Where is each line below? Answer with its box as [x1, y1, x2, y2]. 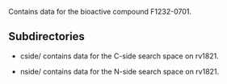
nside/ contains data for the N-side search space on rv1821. [19, 66, 220, 76]
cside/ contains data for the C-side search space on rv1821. [19, 51, 220, 61]
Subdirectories [8, 30, 85, 43]
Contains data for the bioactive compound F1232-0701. [8, 7, 192, 16]
